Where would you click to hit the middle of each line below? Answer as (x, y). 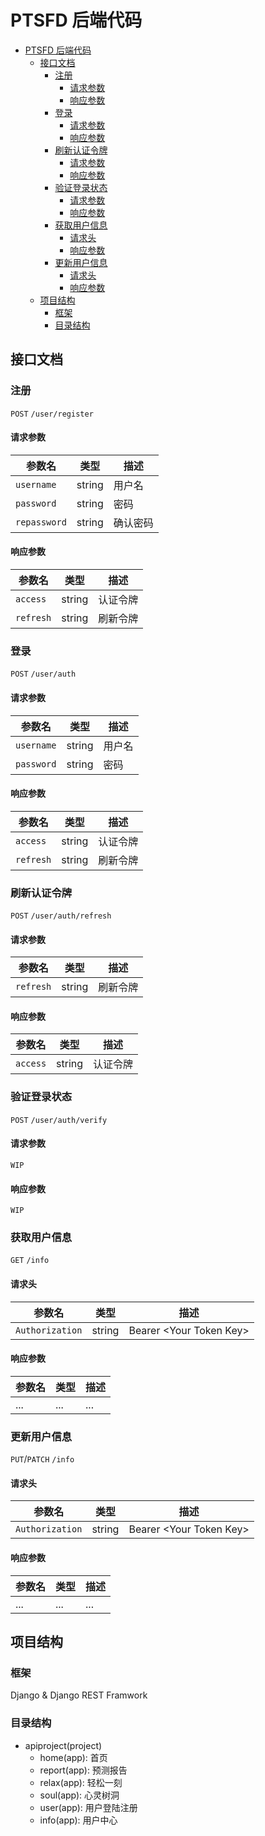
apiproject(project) (63, 1745)
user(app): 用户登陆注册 (88, 1807)
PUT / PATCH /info (42, 1459)
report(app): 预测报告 (83, 1770)
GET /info (30, 1261)
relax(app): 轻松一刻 (81, 1782)
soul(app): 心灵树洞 (79, 1795)
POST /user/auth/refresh (61, 916)
